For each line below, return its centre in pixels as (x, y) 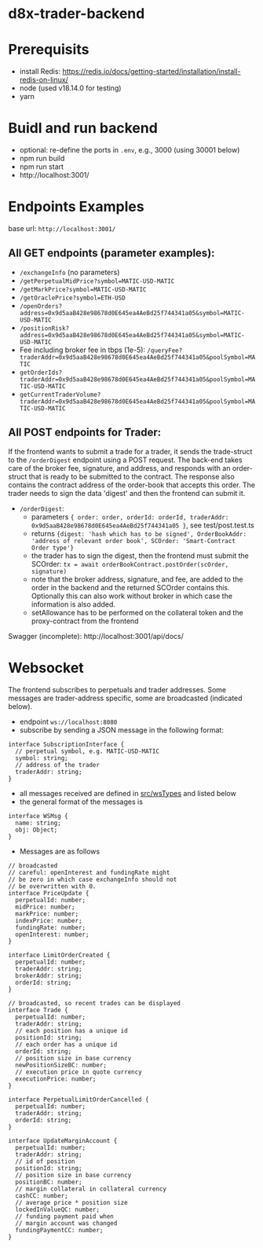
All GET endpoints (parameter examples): (111, 253)
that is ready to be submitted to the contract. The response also (132, 476)
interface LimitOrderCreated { (59, 955)
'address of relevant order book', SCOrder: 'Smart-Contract (133, 541)
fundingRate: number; (51, 927)
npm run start (42, 167)
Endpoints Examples (76, 207)
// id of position (46, 1161)
